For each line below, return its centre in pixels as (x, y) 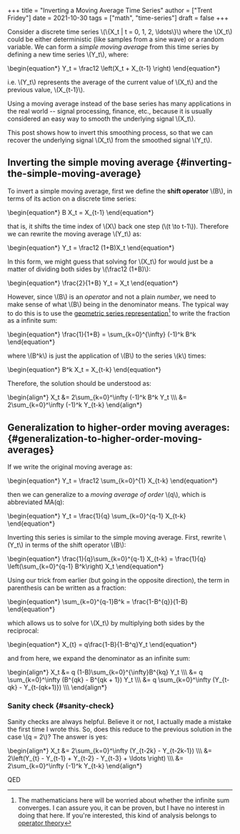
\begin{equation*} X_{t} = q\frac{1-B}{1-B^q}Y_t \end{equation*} (102, 645)
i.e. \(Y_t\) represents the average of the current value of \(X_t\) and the (112, 82)
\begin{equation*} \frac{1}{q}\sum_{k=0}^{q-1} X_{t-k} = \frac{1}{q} (107, 559)
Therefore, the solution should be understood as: (79, 383)
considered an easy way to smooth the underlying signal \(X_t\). (102, 119)
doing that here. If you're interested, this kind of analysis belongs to (117, 815)
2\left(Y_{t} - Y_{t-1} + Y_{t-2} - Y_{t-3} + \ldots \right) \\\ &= (96, 758)
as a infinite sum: (32, 321)
